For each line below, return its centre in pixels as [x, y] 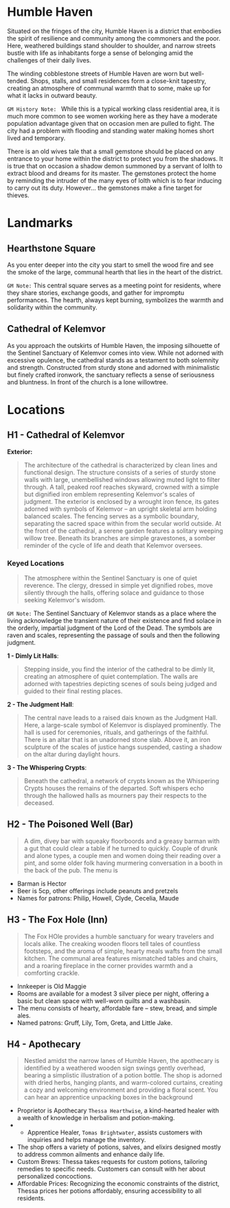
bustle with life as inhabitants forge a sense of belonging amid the [100, 53]
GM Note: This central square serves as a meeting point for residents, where [114, 285]
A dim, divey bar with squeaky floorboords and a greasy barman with [122, 841]
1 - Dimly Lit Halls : [33, 656]
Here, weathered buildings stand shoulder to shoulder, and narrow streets [112, 45]
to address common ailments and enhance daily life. [91, 1154]
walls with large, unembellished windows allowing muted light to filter [122, 479]
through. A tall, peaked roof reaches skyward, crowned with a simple [121, 487]
